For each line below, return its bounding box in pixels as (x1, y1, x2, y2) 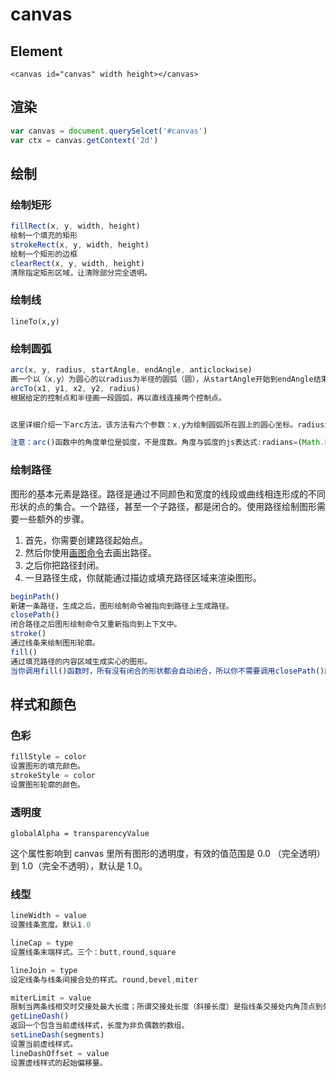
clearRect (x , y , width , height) (10, 258, 145, 268)
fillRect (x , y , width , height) (10, 221, 141, 232)
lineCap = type (10, 938, 74, 948)
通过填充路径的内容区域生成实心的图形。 (10, 656, 152, 667)
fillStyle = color (10, 752, 87, 762)
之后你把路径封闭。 (24, 559, 105, 571)
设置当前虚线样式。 (10, 1039, 78, 1049)
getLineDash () (10, 1011, 70, 1022)
